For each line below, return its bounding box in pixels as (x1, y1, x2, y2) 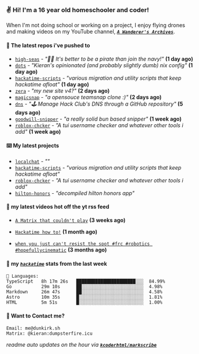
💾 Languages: (6, 273, 39, 280)
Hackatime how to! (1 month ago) (14, 228, 97, 235)
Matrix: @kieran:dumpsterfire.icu (6, 331, 93, 337)
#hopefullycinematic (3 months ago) (14, 246, 107, 253)
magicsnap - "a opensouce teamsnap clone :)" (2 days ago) (14, 93, 162, 101)
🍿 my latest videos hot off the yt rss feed (6, 203, 109, 211)
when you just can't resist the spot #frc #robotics (14, 241, 150, 247)
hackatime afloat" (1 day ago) (14, 80, 89, 88)
